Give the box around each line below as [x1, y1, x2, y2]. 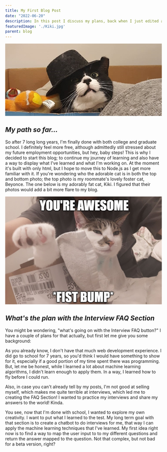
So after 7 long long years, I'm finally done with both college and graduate [5, 139, 157, 145]
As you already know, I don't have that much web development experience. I [5, 347, 162, 353]
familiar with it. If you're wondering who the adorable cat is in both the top [5, 170, 157, 176]
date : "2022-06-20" [5, 13, 46, 18]
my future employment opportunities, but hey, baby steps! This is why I [5, 150, 151, 155]
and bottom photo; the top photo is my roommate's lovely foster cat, [5, 176, 145, 182]
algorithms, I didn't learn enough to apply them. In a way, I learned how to [5, 369, 156, 375]
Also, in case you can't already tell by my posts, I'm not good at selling [5, 384, 150, 390]
